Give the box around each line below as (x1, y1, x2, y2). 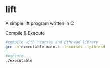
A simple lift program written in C (5, 20, 75, 26)
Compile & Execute (5, 30, 45, 36)
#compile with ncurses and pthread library (5, 39, 99, 45)
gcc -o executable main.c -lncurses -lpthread (5, 44, 105, 49)
